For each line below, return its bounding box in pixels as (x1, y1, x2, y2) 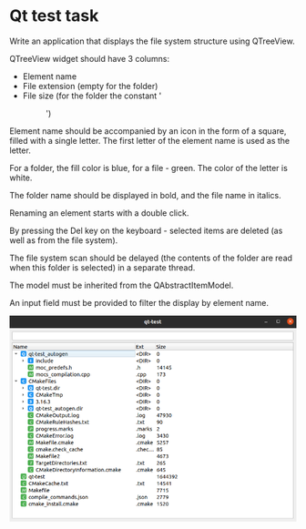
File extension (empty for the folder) (22, 80, 158, 91)
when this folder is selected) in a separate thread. (9, 261, 196, 273)
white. (9, 172, 33, 183)
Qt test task (9, 5, 99, 26)
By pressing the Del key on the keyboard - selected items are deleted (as (9, 225, 283, 236)
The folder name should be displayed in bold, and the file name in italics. (9, 189, 281, 200)
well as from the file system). (9, 234, 118, 246)
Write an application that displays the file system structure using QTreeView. (9, 36, 295, 46)
